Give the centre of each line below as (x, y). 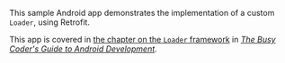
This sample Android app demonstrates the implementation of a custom (142, 13)
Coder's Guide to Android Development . (83, 49)
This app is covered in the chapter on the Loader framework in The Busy (142, 39)
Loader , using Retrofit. (49, 22)
